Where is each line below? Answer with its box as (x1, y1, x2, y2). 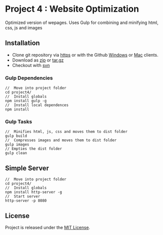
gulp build (5, 133, 27, 139)
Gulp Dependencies (5, 74, 53, 81)
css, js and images (5, 24, 42, 30)
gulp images (5, 142, 29, 147)
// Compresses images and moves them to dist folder (5, 138, 117, 143)
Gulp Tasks (5, 118, 33, 125)
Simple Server (5, 164, 49, 172)
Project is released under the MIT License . (5, 224, 90, 230)
